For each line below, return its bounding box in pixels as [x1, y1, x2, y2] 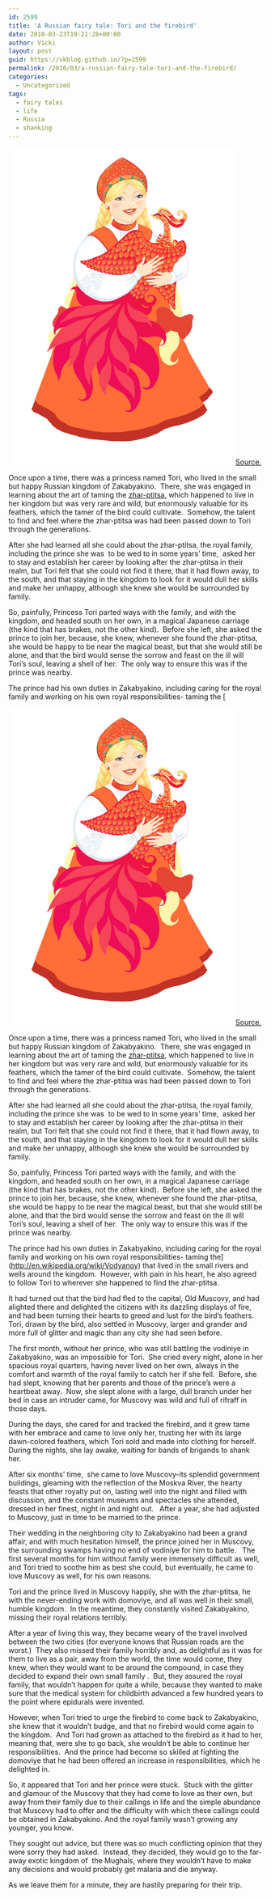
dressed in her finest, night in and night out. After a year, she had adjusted [8, 1504, 260, 1513]
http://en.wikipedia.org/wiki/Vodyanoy [11, 1260, 139, 1270]
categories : [8, 73, 49, 81]
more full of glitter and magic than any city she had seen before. [8, 1328, 222, 1337]
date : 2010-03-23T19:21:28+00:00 [8, 30, 121, 38]
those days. [8, 1404, 48, 1413]
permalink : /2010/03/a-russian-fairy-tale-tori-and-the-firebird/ [8, 65, 237, 73]
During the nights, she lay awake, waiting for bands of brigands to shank [8, 1445, 250, 1455]
